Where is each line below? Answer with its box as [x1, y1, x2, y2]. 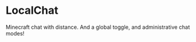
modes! [5, 29, 25, 37]
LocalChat [5, 4, 59, 17]
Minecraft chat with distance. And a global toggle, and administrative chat [5, 23, 191, 31]
